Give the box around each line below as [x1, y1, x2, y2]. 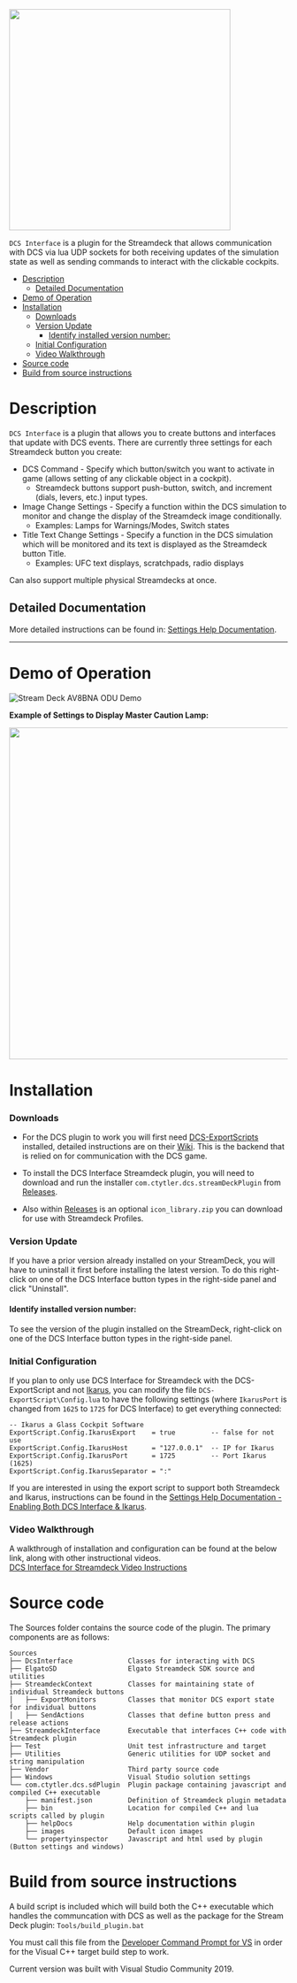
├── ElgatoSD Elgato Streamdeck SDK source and [9, 1664, 255, 1673]
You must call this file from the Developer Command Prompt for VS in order [9, 1937, 283, 1948]
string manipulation [9, 1757, 86, 1766]
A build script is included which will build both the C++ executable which [9, 1902, 274, 1912]
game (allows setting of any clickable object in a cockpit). [21, 473, 232, 483]
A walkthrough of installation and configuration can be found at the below [9, 1543, 278, 1554]
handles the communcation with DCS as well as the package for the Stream [9, 1910, 285, 1921]
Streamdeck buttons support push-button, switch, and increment [34, 482, 272, 493]
